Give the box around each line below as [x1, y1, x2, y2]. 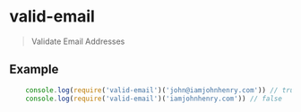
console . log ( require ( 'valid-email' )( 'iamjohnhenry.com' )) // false [25, 94, 282, 103]
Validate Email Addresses [30, 36, 125, 47]
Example [9, 62, 59, 77]
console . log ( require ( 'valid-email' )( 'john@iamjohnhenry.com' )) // [25, 85, 279, 95]
